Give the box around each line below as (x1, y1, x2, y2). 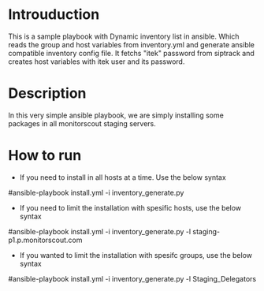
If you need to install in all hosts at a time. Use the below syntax (19, 172, 226, 182)
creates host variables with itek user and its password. (8, 57, 185, 66)
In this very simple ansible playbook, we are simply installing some (8, 110, 225, 120)
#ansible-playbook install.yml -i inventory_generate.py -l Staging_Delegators (8, 274, 257, 283)
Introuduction (8, 6, 100, 24)
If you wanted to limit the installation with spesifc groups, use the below (19, 250, 252, 259)
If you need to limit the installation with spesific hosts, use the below (19, 203, 242, 212)
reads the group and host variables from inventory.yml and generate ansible (8, 39, 255, 49)
